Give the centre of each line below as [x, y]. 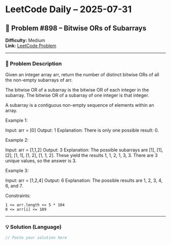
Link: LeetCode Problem [31, 46]
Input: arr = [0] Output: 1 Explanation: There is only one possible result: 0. [82, 130]
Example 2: [17, 140]
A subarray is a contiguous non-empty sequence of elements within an [80, 105]
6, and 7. [14, 186]
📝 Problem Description [34, 64]
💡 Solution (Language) [34, 227]
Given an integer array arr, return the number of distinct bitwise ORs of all [82, 75]
